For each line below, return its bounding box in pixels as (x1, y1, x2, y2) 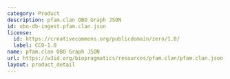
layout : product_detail (7, 61, 76, 68)
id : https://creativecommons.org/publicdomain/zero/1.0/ (13, 36, 180, 43)
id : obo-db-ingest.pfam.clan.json (7, 23, 107, 30)
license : (7, 29, 32, 36)
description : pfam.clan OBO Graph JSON (7, 16, 122, 23)
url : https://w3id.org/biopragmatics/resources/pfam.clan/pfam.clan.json (7, 55, 224, 62)
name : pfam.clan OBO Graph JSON (7, 49, 100, 56)
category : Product (7, 10, 60, 17)
